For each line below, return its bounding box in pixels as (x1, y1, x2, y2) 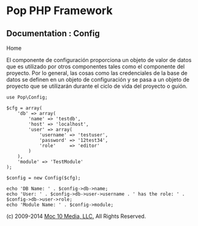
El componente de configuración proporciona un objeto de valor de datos (6, 56, 192, 63)
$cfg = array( (6, 105, 43, 111)
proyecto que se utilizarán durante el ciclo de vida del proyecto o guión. (6, 82, 188, 90)
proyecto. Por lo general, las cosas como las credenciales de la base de (6, 69, 188, 77)
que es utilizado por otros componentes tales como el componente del (6, 63, 185, 70)
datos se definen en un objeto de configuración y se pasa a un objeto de (6, 76, 190, 83)
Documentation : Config (6, 28, 100, 39)
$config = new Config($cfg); (6, 175, 81, 181)
